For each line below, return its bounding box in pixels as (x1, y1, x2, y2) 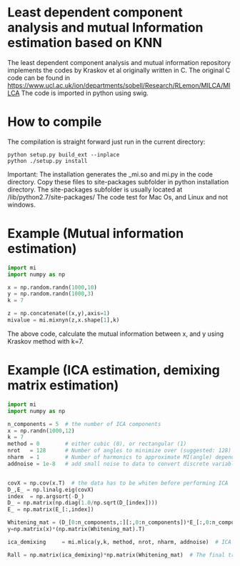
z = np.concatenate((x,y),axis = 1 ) (7, 310, 111, 317)
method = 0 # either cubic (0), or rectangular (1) (7, 440, 187, 447)
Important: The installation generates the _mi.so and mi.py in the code (7, 169, 213, 179)
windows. (7, 200, 36, 209)
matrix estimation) (7, 377, 119, 394)
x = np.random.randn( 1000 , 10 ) (7, 284, 98, 291)
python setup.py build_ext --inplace (7, 151, 120, 158)
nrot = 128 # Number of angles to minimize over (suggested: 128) (7, 447, 232, 455)
